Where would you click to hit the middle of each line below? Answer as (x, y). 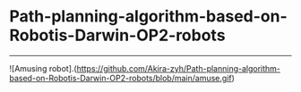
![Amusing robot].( (43, 68)
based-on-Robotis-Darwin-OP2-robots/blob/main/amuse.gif (120, 78)
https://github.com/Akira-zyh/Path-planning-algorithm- (178, 68)
